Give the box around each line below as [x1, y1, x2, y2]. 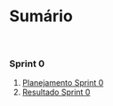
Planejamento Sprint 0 [21, 78, 104, 88]
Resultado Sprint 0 [21, 87, 91, 98]
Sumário [9, 6, 73, 26]
